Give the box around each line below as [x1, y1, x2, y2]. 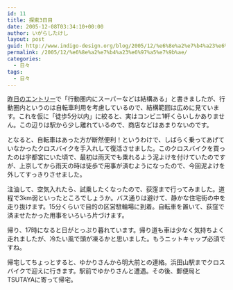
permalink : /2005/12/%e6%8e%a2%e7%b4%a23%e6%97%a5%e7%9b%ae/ [7, 49, 188, 56]
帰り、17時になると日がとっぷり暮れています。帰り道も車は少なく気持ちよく [7, 226, 225, 234]
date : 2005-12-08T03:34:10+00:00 [7, 23, 104, 30]
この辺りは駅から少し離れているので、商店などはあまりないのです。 [19, 121, 213, 129]
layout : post [7, 36, 45, 43]
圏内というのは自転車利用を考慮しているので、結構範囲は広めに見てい [12, 104, 214, 112]
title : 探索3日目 [7, 17, 53, 24]
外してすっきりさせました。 [7, 170, 87, 179]
